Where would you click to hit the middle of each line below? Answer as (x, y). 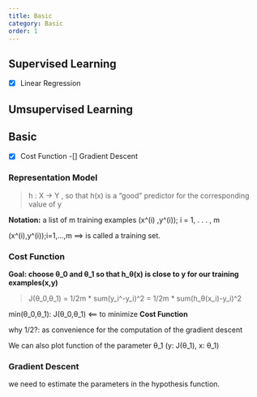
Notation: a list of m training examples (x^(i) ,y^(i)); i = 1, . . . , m (114, 220)
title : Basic (30, 16)
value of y (45, 204)
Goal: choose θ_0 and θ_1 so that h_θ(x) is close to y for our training (124, 274)
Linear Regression (50, 83)
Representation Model (53, 177)
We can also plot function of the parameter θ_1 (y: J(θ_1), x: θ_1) (114, 346)
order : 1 (23, 31)
